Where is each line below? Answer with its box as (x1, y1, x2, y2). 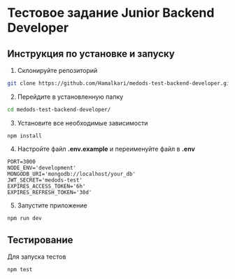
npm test (7, 266, 33, 273)
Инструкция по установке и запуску (7, 48, 175, 60)
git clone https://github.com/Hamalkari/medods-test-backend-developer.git (7, 80, 233, 87)
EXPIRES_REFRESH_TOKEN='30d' (7, 189, 92, 196)
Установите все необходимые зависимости (17, 118, 148, 127)
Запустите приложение (17, 201, 87, 210)
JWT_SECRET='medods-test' (7, 177, 83, 184)
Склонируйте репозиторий (17, 67, 98, 74)
